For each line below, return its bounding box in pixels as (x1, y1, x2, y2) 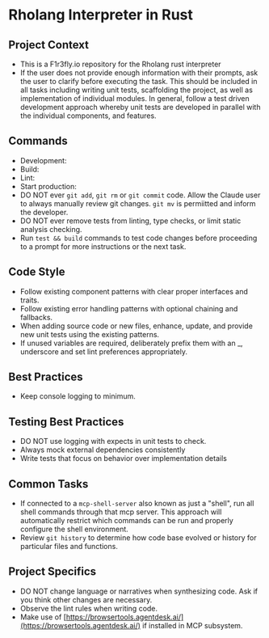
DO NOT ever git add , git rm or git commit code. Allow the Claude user (19, 190, 261, 200)
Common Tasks (8, 477, 89, 491)
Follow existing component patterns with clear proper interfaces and (19, 286, 249, 296)
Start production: (19, 181, 77, 191)
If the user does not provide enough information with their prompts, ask (19, 68, 258, 78)
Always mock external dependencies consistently (19, 445, 186, 454)
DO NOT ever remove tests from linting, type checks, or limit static (19, 216, 242, 226)
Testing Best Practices (8, 415, 124, 429)
